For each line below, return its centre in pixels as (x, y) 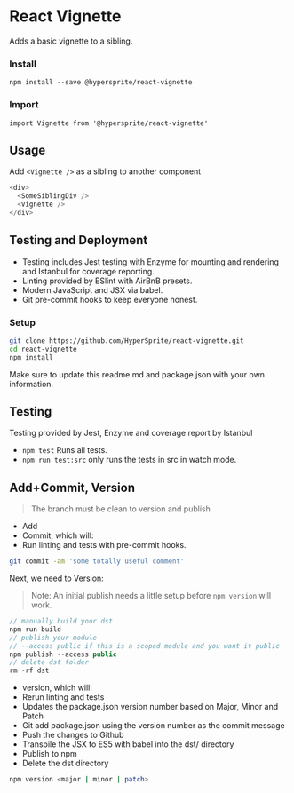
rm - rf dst (29, 671)
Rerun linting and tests (63, 697)
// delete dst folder (49, 662)
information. (32, 384)
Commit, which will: (58, 535)
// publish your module (53, 638)
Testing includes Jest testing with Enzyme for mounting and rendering (151, 262)
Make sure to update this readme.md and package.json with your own (137, 374)
